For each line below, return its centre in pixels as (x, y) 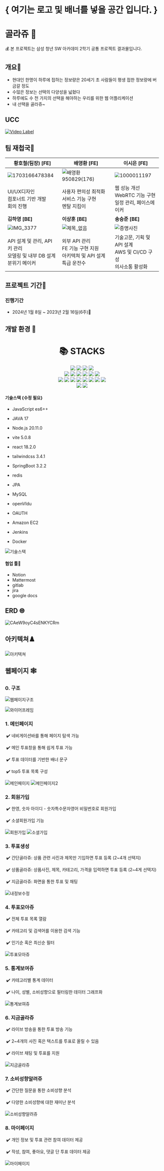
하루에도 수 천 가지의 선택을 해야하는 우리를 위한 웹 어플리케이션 (72, 98)
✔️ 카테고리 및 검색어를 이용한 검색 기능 (43, 931)
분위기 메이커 (22, 263)
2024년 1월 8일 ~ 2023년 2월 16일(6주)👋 (51, 312)
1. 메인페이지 (19, 724)
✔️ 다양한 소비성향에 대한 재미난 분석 (41, 1102)
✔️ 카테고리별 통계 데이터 (30, 980)
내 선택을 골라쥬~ (29, 104)
